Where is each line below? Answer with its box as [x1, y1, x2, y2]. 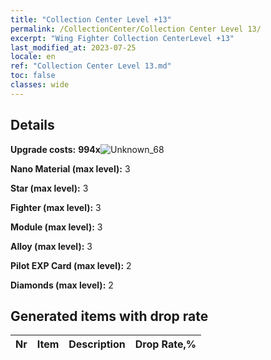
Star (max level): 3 [10, 182, 89, 194]
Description [68, 337, 126, 351]
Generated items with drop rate [10, 307, 209, 325]
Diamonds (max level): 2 [10, 279, 114, 291]
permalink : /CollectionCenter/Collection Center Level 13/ [10, 24, 262, 34]
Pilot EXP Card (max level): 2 [10, 259, 132, 271]
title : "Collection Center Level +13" [10, 14, 172, 25]
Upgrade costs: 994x [10, 143, 101, 155]
